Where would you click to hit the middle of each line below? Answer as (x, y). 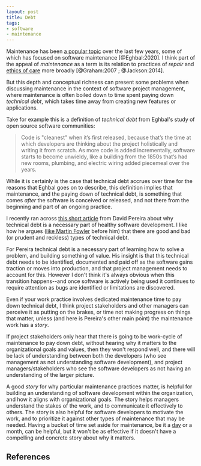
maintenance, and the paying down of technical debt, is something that (94, 194)
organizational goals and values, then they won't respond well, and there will (101, 349)
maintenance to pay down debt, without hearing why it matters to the (91, 343)
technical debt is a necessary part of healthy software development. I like (97, 225)
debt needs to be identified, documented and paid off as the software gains (100, 262)
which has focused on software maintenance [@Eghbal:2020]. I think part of (101, 58)
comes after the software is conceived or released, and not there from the (98, 200)
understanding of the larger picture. (50, 375)
